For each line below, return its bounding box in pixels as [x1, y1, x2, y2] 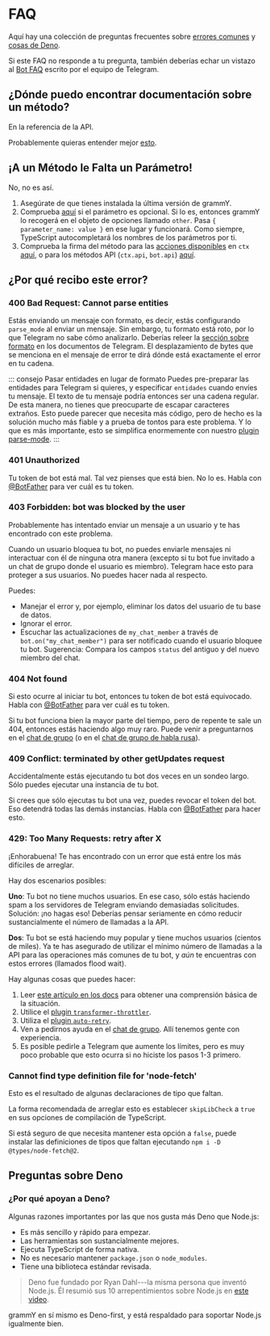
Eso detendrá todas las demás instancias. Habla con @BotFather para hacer [8, 804, 261, 814]
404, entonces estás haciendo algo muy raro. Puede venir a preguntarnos [8, 724, 254, 734]
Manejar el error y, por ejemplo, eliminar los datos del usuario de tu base [19, 601, 261, 611]
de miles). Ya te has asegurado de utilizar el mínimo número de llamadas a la [8, 941, 263, 950]
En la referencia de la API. [8, 122, 94, 132]
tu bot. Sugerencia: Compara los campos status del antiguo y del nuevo [19, 644, 260, 654]
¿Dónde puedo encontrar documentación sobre [8, 88, 252, 102]
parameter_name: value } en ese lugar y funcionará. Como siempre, [19, 224, 245, 234]
